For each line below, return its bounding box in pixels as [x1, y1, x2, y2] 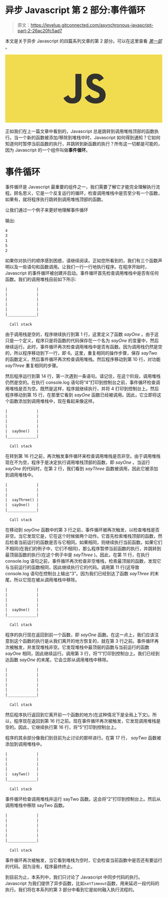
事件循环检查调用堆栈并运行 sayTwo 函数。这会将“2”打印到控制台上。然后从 [5, 796, 161, 802]
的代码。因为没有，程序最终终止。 [5, 864, 75, 870]
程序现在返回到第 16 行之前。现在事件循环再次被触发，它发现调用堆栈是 [13, 718, 161, 724]
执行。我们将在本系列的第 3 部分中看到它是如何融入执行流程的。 [5, 887, 137, 893]
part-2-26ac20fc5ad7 [17, 27, 62, 33]
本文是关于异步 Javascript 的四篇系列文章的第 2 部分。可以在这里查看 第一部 [5, 38, 162, 44]
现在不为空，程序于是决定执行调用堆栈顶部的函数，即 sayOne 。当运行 [5, 459, 151, 465]
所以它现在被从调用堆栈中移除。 [13, 577, 80, 583]
